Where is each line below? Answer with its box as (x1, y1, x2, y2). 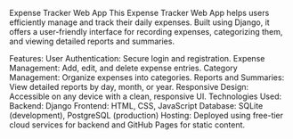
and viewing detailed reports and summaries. (9, 36, 175, 46)
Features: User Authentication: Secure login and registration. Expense (9, 53, 265, 63)
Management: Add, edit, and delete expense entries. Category (9, 62, 238, 73)
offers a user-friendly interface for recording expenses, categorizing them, (9, 27, 283, 37)
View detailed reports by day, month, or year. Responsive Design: (9, 82, 249, 92)
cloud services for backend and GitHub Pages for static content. (9, 119, 246, 130)
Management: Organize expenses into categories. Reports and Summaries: (9, 72, 285, 83)
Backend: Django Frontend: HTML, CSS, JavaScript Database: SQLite (9, 101, 264, 110)
